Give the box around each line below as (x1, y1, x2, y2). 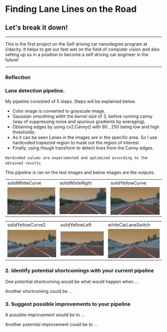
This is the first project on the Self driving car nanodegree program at (5, 41, 148, 47)
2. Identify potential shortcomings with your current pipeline (5, 267, 154, 274)
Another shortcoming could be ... (5, 288, 73, 294)
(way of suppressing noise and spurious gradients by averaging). (12, 119, 146, 125)
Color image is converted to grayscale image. (12, 108, 106, 114)
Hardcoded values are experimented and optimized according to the (5, 155, 148, 161)
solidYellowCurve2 (7, 222, 46, 228)
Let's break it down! (5, 23, 68, 32)
